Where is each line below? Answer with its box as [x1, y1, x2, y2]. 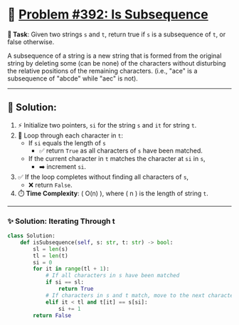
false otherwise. [7, 37, 55, 46]
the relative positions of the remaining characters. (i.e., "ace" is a [7, 66, 198, 75]
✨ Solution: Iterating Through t [7, 216, 115, 226]
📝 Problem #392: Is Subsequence [7, 6, 208, 23]
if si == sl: [45, 279, 84, 286]
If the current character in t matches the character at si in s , [28, 154, 206, 162]
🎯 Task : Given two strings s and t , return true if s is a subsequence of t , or [7, 30, 226, 38]
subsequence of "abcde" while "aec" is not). [7, 74, 139, 83]
